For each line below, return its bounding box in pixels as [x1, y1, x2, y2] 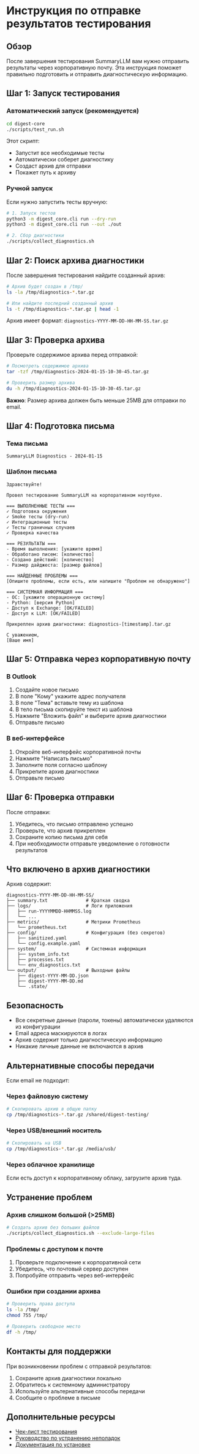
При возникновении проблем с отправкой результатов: [6, 1363, 152, 1370]
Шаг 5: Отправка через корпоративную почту [6, 654, 191, 664]
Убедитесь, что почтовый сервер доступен [15, 1265, 129, 1273]
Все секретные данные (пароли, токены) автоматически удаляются [15, 1017, 193, 1024]
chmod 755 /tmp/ [6, 1312, 48, 1319]
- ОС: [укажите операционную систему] [6, 594, 105, 601]
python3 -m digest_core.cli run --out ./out [6, 222, 122, 228]
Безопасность [6, 1000, 64, 1011]
